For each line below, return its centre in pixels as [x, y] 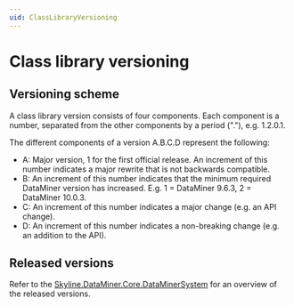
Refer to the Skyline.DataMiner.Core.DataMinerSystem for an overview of [143, 285]
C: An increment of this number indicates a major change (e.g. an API [149, 206]
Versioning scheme [65, 94]
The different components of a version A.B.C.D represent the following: [139, 142]
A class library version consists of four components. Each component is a [144, 116]
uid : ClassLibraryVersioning [63, 17]
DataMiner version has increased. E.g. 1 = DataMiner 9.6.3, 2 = [137, 188]
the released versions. [50, 294]
